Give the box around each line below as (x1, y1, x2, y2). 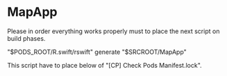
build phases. (7, 34, 46, 42)
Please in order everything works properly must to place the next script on (7, 27, 220, 35)
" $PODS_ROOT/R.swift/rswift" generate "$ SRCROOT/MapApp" (7, 48, 187, 56)
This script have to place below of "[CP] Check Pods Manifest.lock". (7, 61, 203, 69)
